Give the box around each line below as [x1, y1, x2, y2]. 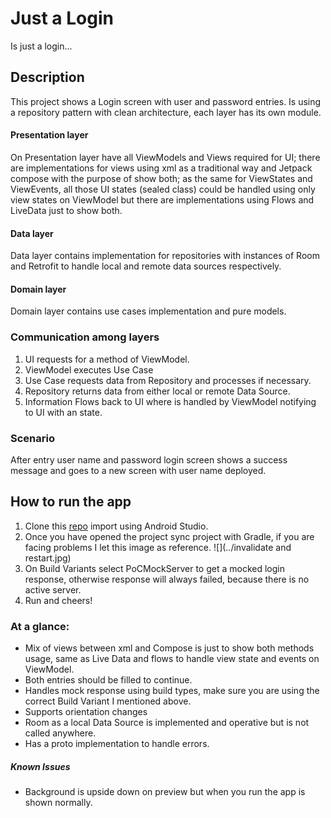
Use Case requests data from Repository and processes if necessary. [24, 374, 312, 386]
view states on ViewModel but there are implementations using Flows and [10, 193, 315, 206]
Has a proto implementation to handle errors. [24, 738, 210, 750]
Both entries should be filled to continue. [24, 674, 193, 686]
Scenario [10, 431, 55, 445]
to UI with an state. [24, 406, 103, 418]
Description [10, 69, 85, 86]
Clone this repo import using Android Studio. [24, 520, 209, 532]
